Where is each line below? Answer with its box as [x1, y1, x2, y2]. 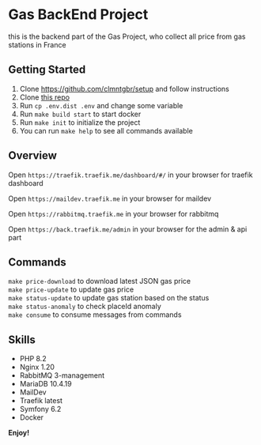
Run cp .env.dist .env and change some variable [19, 100, 183, 110]
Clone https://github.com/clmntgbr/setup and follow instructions [19, 84, 229, 93]
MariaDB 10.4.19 [19, 379, 73, 389]
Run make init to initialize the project [19, 117, 141, 127]
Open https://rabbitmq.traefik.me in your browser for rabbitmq [8, 209, 219, 218]
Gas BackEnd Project [8, 6, 149, 24]
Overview [8, 149, 58, 163]
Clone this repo [19, 92, 70, 102]
